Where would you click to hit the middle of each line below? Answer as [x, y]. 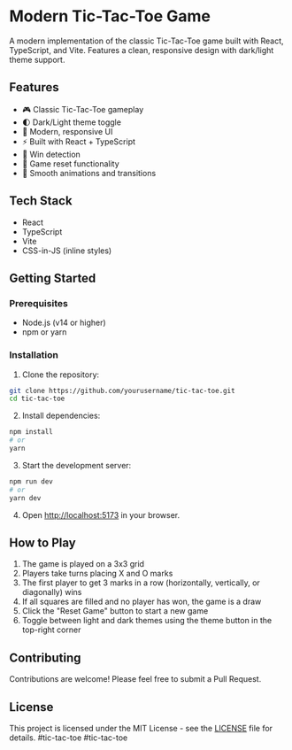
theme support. [37, 59]
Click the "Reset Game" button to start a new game [115, 611]
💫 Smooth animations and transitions [89, 173]
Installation [34, 355]
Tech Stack [41, 201]
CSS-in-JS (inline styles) [67, 251]
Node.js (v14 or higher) [64, 323]
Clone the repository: [61, 375]
